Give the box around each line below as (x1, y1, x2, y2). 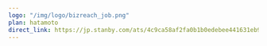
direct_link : (8, 26, 52, 34)
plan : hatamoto (8, 19, 59, 27)
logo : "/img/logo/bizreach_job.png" (8, 11, 130, 19)
